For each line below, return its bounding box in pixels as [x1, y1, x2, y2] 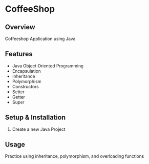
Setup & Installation [5, 113, 66, 122]
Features [5, 50, 33, 58]
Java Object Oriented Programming [12, 62, 84, 69]
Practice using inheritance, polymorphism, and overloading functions [5, 153, 144, 159]
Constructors [12, 83, 39, 89]
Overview [5, 23, 36, 31]
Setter [12, 89, 25, 95]
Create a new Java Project [12, 126, 65, 132]
